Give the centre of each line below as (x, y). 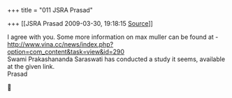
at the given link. (31, 66)
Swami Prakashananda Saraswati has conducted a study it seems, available (116, 59)
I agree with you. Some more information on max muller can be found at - (113, 37)
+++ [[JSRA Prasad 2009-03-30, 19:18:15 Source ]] (80, 23)
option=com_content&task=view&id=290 (66, 52)
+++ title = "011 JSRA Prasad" (50, 10)
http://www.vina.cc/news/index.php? (60, 44)
